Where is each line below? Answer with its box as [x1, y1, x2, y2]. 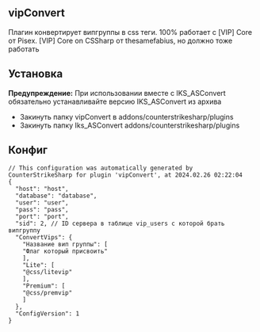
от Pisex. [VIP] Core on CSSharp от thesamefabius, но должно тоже [8, 36, 233, 45]
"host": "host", [15, 185, 69, 193]
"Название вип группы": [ [22, 241, 109, 249]
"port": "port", [15, 213, 69, 221]
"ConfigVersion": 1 [15, 310, 80, 318]
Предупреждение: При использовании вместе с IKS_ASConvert [8, 88, 226, 97]
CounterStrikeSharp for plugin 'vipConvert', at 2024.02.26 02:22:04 [8, 171, 243, 179]
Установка [8, 67, 63, 81]
